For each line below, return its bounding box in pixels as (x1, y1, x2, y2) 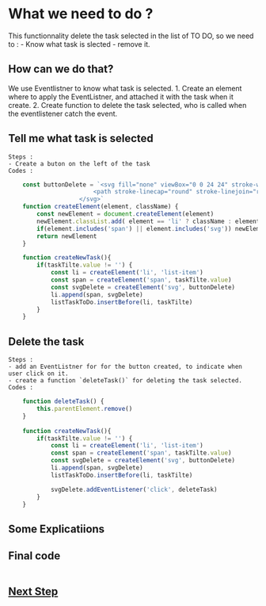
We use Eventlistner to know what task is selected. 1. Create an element (8, 83, 242, 93)
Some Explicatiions (8, 522, 105, 535)
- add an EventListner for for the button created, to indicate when (8, 362, 243, 371)
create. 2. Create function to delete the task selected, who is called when (8, 100, 247, 109)
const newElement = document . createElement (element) (36, 210, 215, 218)
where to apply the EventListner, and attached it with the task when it (8, 92, 234, 102)
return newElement (36, 232, 97, 240)
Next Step (8, 585, 59, 598)
